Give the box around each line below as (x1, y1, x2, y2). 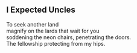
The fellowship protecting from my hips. (6, 40, 106, 47)
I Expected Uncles (6, 5, 75, 15)
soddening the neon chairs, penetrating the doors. (6, 33, 132, 41)
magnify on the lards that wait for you (6, 27, 100, 34)
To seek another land (6, 20, 59, 28)
